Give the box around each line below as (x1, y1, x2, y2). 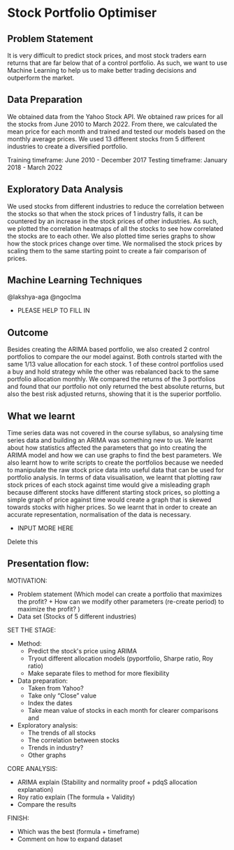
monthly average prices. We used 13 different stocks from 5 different (7, 134, 205, 143)
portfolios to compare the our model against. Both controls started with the (7, 353, 222, 361)
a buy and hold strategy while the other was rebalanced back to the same (7, 367, 219, 376)
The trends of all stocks (27, 728, 96, 737)
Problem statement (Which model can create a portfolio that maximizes (17, 590, 222, 598)
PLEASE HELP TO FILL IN (17, 306, 91, 315)
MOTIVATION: (7, 576, 47, 585)
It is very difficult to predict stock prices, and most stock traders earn (7, 51, 207, 59)
